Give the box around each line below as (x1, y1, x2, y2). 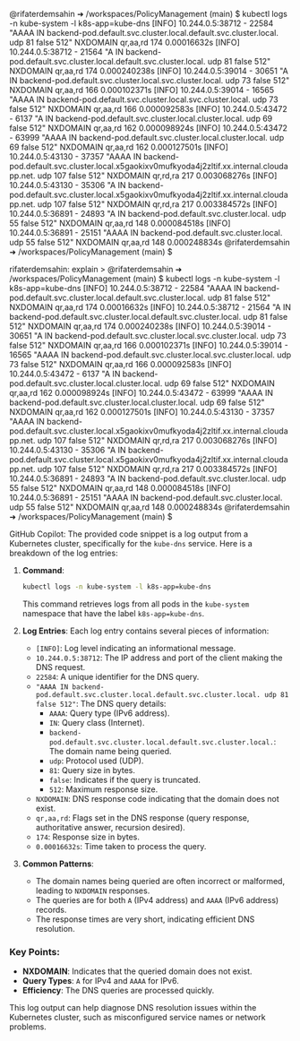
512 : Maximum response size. (48, 784, 159, 795)
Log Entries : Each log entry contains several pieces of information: (21, 625, 270, 636)
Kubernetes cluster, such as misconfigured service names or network (9, 1012, 266, 1023)
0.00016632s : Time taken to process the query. (35, 840, 207, 851)
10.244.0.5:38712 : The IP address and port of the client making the (35, 652, 283, 663)
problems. (9, 1021, 47, 1032)
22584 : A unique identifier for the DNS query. (35, 671, 200, 682)
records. (35, 904, 67, 915)
